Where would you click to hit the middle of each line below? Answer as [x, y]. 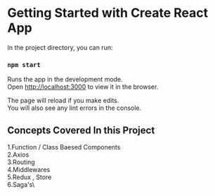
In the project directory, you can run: [60, 47]
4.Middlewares [29, 170]
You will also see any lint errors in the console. [74, 108]
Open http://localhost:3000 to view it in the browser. [83, 87]
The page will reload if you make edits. [63, 101]
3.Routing [21, 162]
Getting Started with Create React [108, 13]
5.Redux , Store [30, 177]
